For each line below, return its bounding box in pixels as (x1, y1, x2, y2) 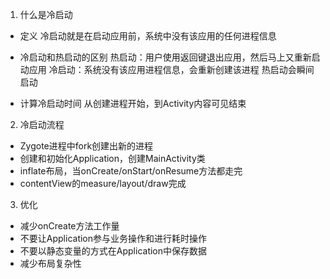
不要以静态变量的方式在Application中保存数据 (19, 245, 208, 257)
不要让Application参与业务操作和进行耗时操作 (19, 233, 208, 244)
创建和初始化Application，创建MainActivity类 (19, 153, 206, 164)
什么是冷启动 (19, 9, 73, 20)
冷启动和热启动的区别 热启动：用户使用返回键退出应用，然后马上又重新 (19, 51, 312, 63)
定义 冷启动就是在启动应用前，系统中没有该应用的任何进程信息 (19, 30, 277, 42)
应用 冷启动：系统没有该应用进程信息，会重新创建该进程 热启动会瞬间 (28, 64, 315, 75)
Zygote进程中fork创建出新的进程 (19, 140, 154, 152)
